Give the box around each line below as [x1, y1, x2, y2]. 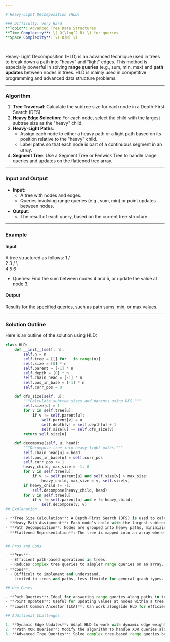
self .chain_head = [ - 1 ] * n [23, 375, 82, 381]
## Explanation [5, 507, 37, 512]
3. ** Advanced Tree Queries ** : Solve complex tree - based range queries [5, 631, 159, 636]
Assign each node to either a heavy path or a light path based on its [20, 131, 161, 137]
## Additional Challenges [5, 613, 60, 618]
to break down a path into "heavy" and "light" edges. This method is [5, 59, 148, 65]
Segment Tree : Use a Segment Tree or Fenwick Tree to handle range [12, 153, 157, 159]
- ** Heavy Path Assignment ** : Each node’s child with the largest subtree [5, 520, 166, 525]
